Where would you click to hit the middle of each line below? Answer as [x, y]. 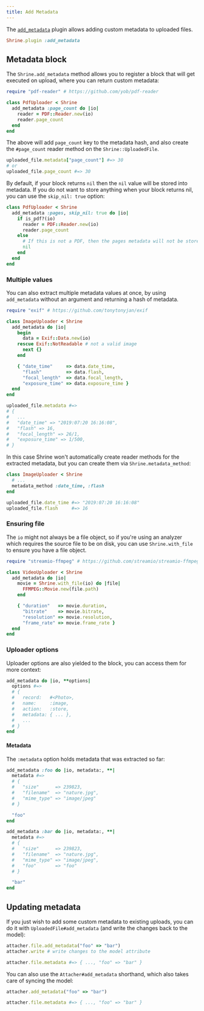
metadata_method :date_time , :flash [58, 486]
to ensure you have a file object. [46, 550]
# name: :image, [40, 703]
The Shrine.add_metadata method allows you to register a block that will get [101, 74]
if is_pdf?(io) [36, 219]
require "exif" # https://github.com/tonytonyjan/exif [77, 310]
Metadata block [36, 59]
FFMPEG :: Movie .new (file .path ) [60, 589]
